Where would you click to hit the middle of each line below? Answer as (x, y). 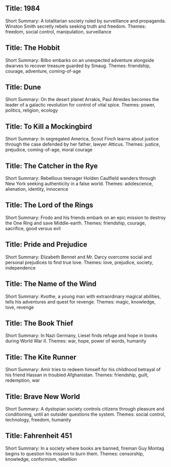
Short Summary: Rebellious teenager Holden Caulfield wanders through (81, 178)
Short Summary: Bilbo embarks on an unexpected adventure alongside (80, 60)
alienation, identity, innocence (37, 189)
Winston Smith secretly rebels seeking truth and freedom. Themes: (76, 26)
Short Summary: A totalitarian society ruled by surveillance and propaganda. (86, 21)
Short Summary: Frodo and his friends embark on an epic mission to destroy (86, 217)
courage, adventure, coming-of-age (43, 71)
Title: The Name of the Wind (51, 284)
